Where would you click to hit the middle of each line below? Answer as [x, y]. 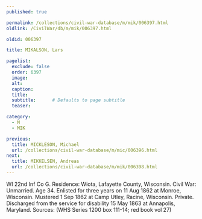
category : [19, 117]
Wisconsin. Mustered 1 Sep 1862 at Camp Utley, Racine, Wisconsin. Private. [100, 197]
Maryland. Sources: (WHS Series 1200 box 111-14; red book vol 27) [89, 209]
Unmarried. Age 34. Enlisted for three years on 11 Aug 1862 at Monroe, [94, 190]
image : [20, 78]
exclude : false [31, 67]
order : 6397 [27, 72]
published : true [27, 12]
